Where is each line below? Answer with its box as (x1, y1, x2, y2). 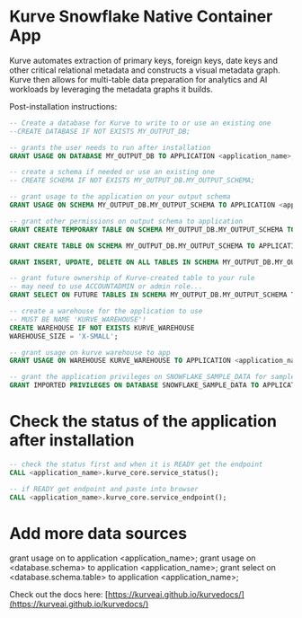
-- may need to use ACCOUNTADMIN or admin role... (9, 282, 203, 291)
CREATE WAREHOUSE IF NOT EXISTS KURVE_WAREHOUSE (9, 323, 195, 332)
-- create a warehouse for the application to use (9, 307, 203, 316)
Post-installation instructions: (9, 101, 118, 111)
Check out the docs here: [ (9, 589, 109, 600)
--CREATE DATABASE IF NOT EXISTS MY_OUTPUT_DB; (9, 127, 191, 136)
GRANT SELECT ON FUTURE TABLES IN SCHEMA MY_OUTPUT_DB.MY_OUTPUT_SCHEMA (9, 290, 288, 300)
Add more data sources (9, 523, 187, 543)
